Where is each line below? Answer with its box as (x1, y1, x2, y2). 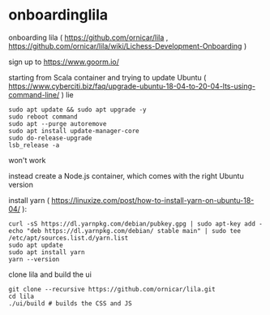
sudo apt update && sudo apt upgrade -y (8, 106, 148, 114)
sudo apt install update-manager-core (8, 127, 139, 135)
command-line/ (8, 89, 60, 99)
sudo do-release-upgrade (8, 134, 92, 142)
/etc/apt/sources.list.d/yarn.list (8, 234, 129, 242)
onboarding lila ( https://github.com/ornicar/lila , (8, 32, 169, 42)
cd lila (8, 292, 35, 300)
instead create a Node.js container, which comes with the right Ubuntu (8, 170, 245, 180)
